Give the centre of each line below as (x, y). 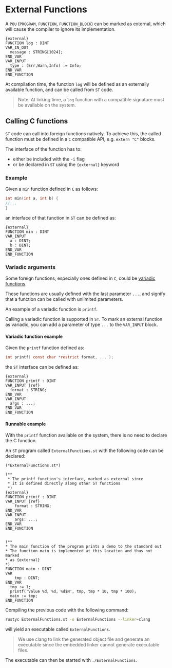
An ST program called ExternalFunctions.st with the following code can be (84, 450)
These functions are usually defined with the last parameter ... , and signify (85, 294)
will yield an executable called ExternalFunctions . (58, 629)
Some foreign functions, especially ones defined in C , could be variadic (80, 278)
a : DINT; (20, 241)
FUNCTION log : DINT (27, 43)
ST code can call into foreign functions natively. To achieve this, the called (83, 133)
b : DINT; (20, 245)
